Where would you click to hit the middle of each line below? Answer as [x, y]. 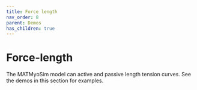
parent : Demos [24, 23]
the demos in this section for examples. [55, 80]
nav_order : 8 [23, 17]
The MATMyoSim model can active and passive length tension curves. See [99, 75]
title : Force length [32, 12]
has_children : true [31, 28]
